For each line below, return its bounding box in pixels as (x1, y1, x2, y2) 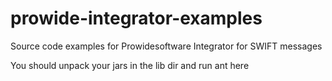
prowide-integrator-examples (10, 7, 263, 30)
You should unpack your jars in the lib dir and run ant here (10, 59, 250, 71)
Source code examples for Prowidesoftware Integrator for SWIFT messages (10, 40, 323, 52)
